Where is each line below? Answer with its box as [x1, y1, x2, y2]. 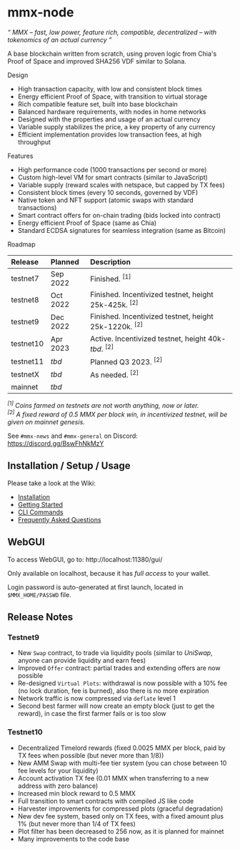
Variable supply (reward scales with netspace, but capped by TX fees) [17, 180, 225, 189]
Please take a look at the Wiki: [7, 479, 96, 487]
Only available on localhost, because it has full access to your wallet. [7, 569, 211, 577]
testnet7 [11, 273, 39, 283]
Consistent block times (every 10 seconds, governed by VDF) [17, 188, 199, 196]
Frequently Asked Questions [17, 515, 101, 524]
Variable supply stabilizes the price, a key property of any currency [17, 122, 216, 131]
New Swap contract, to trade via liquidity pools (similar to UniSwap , [17, 649, 213, 657]
